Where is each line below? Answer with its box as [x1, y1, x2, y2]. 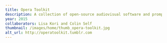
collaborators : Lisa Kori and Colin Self [5, 21, 92, 26]
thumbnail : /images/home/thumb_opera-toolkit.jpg [5, 26, 110, 31]
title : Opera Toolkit [5, 7, 50, 12]
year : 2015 [5, 16, 28, 21]
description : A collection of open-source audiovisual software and [5, 12, 150, 17]
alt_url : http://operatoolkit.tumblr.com [5, 30, 92, 35]
